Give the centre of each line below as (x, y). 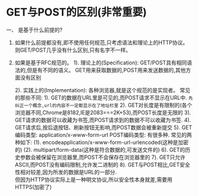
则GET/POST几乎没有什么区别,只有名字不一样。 (73, 50)
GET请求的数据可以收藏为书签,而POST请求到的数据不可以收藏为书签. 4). (103, 120)
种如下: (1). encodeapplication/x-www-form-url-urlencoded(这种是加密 (102, 142)
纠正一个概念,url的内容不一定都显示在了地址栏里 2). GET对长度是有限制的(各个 (103, 105)
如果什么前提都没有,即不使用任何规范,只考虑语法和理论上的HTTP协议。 (101, 42)
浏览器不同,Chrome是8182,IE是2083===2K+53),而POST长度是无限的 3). (103, 112)
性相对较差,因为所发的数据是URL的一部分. (66, 172)
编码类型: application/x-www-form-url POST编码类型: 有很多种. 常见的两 (103, 135)
